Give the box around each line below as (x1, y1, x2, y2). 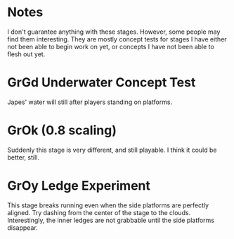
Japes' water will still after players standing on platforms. (7, 98, 173, 106)
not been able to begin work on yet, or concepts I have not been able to (7, 42, 214, 51)
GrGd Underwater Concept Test (7, 75, 196, 91)
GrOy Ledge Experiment (7, 178, 151, 193)
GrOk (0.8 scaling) (7, 122, 117, 138)
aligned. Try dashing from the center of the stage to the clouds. (7, 208, 191, 217)
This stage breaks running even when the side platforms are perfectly (7, 201, 209, 209)
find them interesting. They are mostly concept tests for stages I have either (7, 34, 227, 43)
